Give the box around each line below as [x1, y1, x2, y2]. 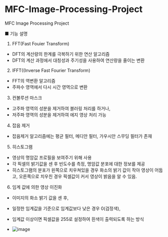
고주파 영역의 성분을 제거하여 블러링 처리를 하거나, [12, 105, 110, 111]
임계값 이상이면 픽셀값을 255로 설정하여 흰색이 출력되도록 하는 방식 [12, 216, 144, 222]
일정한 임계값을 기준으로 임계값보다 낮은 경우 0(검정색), [12, 205, 121, 211]
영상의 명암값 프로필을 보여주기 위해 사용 [12, 154, 92, 161]
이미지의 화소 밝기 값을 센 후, [12, 195, 69, 201]
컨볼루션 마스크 [12, 95, 42, 101]
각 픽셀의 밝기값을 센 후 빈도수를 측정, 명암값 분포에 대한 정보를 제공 [12, 161, 145, 167]
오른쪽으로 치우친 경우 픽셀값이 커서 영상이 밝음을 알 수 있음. [19, 173, 137, 179]
